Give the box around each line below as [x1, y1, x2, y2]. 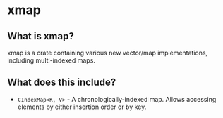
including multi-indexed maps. [7, 56, 95, 65]
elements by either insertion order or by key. [17, 103, 147, 111]
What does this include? [7, 77, 116, 88]
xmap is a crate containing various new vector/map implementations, [7, 48, 208, 57]
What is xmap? [7, 30, 74, 42]
